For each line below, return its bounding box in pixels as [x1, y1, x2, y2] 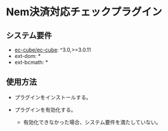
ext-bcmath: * [14, 59, 48, 65]
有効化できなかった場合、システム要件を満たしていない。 [23, 118, 162, 126]
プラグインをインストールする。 [14, 94, 92, 101]
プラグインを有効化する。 [14, 106, 76, 113]
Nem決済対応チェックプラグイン [6, 5, 162, 19]
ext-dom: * [14, 53, 41, 59]
